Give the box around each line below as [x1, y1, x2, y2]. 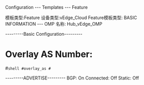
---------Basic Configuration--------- [5, 31, 83, 37]
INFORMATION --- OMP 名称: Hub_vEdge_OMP [5, 21, 103, 27]
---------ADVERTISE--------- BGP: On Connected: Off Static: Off [5, 75, 139, 81]
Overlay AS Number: [5, 49, 93, 60]
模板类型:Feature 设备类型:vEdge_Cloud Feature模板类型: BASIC [5, 15, 137, 21]
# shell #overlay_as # [5, 65, 51, 71]
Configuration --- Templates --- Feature [5, 5, 88, 10]
